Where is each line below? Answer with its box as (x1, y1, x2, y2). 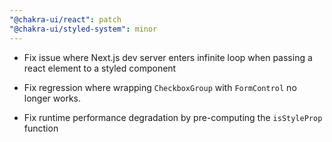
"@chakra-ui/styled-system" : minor (9, 24, 158, 34)
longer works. (23, 92, 82, 104)
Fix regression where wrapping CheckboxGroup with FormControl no (23, 81, 297, 93)
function (23, 122, 59, 134)
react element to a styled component (23, 62, 177, 74)
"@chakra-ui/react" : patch (9, 14, 122, 25)
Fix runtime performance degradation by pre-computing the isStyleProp (23, 111, 323, 123)
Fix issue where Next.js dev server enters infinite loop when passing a (23, 51, 313, 63)
